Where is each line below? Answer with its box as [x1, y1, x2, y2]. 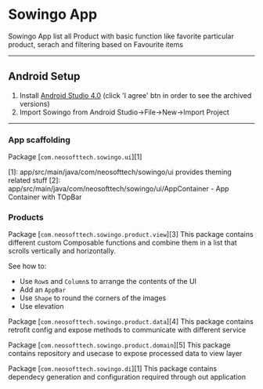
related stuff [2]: [8, 176, 61, 185]
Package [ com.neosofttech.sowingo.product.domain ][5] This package [8, 340, 231, 350]
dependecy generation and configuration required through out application [8, 373, 247, 382]
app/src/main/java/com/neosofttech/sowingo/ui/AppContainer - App [8, 184, 229, 194]
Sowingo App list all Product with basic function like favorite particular [8, 31, 235, 41]
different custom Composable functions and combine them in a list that [8, 238, 237, 248]
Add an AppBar [19, 285, 67, 295]
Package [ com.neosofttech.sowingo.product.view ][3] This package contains [8, 230, 254, 239]
